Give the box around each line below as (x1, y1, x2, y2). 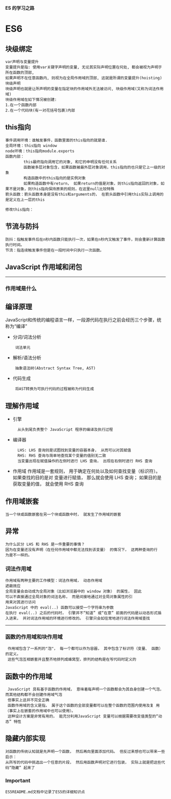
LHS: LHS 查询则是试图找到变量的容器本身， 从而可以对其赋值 (17, 448, 131, 453)
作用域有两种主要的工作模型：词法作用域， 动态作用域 (5, 578, 103, 583)
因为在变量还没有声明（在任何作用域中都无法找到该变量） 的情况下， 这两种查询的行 (5, 547, 158, 552)
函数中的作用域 (5, 672, 52, 680)
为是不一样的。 (5, 552, 32, 557)
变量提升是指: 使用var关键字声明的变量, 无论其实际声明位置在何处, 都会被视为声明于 (5, 65, 162, 70)
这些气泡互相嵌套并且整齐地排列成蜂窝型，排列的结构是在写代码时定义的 (7, 657, 136, 662)
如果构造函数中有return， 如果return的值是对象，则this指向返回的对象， (23, 181, 161, 186)
